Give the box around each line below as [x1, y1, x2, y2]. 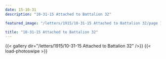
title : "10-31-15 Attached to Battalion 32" [5, 29, 98, 34]
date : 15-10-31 [5, 7, 37, 12]
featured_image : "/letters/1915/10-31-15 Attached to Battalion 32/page [5, 21, 158, 26]
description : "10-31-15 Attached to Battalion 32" [5, 12, 112, 17]
